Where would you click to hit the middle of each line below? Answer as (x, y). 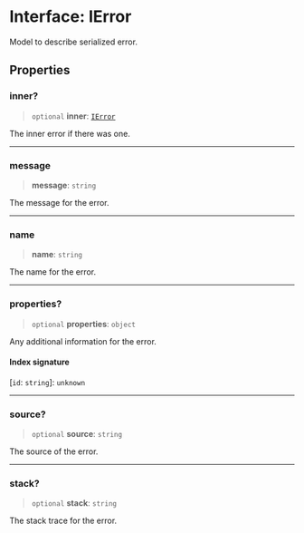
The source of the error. (54, 451)
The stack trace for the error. (63, 521)
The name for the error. (53, 272)
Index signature (39, 362)
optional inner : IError (73, 116)
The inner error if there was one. (70, 133)
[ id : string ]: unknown (47, 382)
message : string (64, 185)
